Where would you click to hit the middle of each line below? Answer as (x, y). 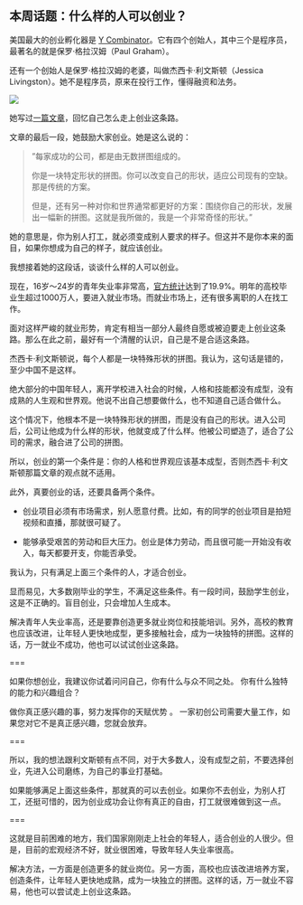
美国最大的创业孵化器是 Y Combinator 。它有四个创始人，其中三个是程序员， (151, 40)
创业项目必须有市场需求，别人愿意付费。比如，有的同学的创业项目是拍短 (156, 511)
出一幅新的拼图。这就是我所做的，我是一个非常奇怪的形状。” (142, 217)
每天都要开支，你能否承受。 (90, 552)
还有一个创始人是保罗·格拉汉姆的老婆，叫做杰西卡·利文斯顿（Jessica (137, 70)
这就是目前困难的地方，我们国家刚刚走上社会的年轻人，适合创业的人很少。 (147, 838)
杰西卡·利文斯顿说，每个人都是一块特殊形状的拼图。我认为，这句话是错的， (149, 358)
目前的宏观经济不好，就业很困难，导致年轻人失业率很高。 (132, 849)
